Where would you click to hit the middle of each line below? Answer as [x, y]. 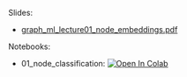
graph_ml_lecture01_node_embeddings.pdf [99, 29]
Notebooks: [30, 46]
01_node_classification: [63, 63]
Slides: [20, 13]
